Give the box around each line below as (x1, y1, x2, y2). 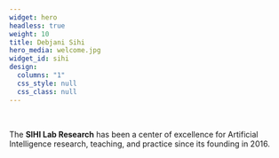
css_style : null (17, 79, 77, 88)
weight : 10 (9, 29, 50, 38)
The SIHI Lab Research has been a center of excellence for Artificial (9, 129, 259, 139)
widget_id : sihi (9, 54, 69, 63)
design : (9, 63, 38, 72)
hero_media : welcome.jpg (9, 46, 101, 55)
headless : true (9, 21, 66, 30)
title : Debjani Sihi (9, 37, 86, 47)
